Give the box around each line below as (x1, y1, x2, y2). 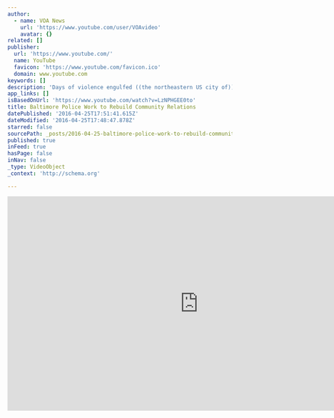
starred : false (7, 123, 53, 131)
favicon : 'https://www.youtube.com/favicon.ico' (14, 64, 161, 71)
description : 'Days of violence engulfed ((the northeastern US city (7, 84, 219, 91)
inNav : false (7, 156, 46, 164)
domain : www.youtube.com (14, 70, 88, 77)
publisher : (7, 44, 40, 51)
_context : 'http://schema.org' (7, 169, 101, 177)
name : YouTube (14, 57, 56, 64)
